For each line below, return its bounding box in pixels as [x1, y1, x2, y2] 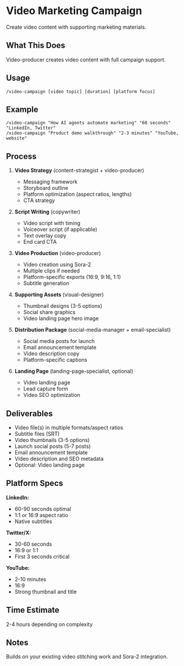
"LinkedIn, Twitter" [6, 125, 57, 131]
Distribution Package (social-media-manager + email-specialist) [14, 327, 171, 334]
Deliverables [6, 409, 53, 419]
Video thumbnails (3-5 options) [14, 437, 90, 443]
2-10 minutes [14, 576, 47, 583]
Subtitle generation [23, 280, 70, 287]
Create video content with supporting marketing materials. [6, 23, 147, 30]
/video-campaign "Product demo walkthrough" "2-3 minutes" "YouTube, [6, 130, 179, 136]
